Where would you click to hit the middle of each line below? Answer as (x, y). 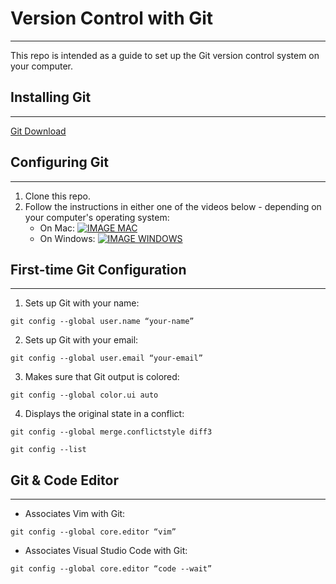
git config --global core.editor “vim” (93, 532)
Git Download (38, 131)
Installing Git (51, 97)
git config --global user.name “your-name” (102, 322)
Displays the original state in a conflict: (104, 414)
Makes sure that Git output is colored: (102, 377)
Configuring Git (59, 162)
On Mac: (57, 228)
